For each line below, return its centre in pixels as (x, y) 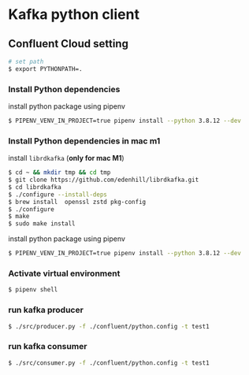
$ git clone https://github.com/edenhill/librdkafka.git (104, 180)
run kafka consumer (48, 347)
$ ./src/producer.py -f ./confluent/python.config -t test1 (109, 326)
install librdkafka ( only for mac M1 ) (66, 158)
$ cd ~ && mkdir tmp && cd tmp (59, 173)
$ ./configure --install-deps (58, 195)
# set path (26, 61)
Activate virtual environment (64, 273)
